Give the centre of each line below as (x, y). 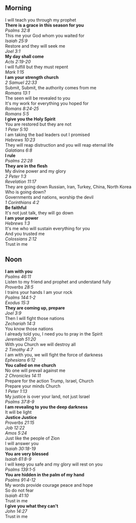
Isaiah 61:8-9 (18, 459)
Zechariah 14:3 (20, 323)
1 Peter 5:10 (17, 129)
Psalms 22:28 (19, 160)
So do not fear (19, 490)
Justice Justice (21, 417)
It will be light (18, 412)
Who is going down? (26, 192)
